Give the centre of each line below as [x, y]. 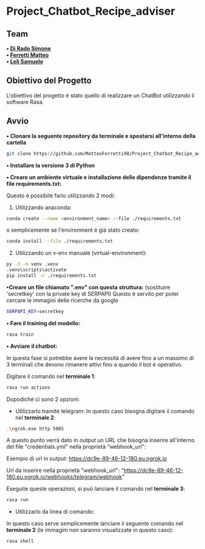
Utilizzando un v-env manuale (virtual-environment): [81, 253]
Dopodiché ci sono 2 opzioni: [43, 399]
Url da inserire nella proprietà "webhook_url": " [65, 470]
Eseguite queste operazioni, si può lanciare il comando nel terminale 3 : [96, 489]
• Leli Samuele [25, 61]
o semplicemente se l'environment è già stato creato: [73, 230]
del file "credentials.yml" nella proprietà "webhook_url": [76, 447]
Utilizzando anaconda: [43, 207]
